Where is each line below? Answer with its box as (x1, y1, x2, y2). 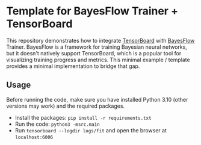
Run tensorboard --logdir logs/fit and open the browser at (14, 126, 167, 134)
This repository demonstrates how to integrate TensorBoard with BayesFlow (6, 37, 195, 44)
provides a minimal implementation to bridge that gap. (6, 62, 140, 70)
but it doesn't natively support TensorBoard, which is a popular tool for (6, 49, 182, 57)
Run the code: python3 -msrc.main (14, 120, 100, 128)
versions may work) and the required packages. (6, 102, 125, 110)
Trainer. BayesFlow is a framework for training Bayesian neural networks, (6, 43, 188, 51)
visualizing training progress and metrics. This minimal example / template (6, 56, 191, 63)
